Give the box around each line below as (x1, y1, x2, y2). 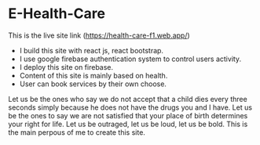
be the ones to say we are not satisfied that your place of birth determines (8, 111, 248, 120)
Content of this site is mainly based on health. (19, 71, 168, 80)
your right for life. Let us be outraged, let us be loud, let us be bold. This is (8, 119, 248, 129)
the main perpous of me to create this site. (8, 127, 145, 137)
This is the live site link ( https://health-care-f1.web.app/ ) (8, 31, 190, 40)
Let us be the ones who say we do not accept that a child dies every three (8, 94, 247, 103)
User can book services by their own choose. (19, 79, 167, 89)
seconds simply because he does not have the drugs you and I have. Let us (8, 103, 253, 112)
